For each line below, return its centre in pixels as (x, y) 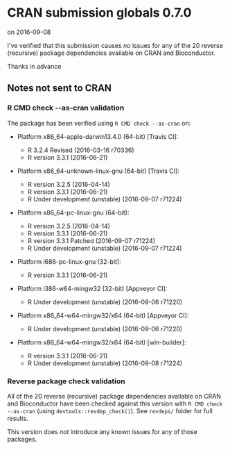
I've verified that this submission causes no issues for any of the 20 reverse (115, 45)
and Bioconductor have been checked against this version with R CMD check (115, 403)
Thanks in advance (34, 66)
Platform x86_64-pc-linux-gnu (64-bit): (73, 212)
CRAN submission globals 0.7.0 (99, 13)
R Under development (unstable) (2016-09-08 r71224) (105, 363)
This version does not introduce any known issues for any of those (102, 431)
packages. (22, 439)
